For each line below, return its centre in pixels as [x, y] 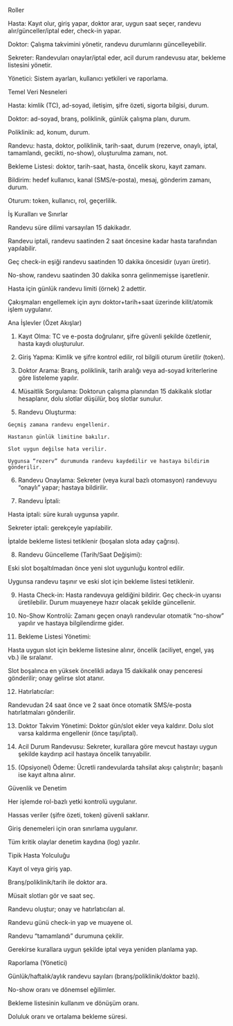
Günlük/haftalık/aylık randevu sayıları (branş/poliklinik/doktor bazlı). [104, 976]
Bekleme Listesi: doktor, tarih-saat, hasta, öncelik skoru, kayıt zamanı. [107, 166]
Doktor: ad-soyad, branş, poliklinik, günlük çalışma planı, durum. [99, 119]
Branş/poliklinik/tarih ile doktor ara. [58, 882]
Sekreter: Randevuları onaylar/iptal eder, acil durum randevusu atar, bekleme [117, 58]
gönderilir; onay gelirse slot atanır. [56, 678]
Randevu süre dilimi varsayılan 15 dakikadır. [69, 227]
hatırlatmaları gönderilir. [41, 712]
